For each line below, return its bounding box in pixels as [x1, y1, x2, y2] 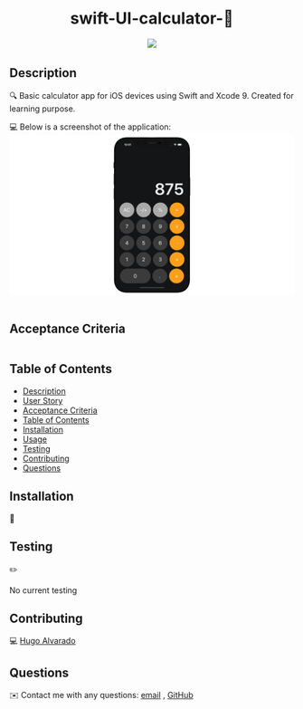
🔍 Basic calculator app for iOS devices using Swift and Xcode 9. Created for [9, 90, 294, 101]
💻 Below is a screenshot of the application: [9, 121, 172, 132]
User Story [22, 395, 63, 406]
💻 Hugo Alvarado [9, 636, 76, 647]
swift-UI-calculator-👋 [70, 8, 234, 29]
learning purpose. [9, 103, 76, 114]
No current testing [9, 584, 78, 596]
